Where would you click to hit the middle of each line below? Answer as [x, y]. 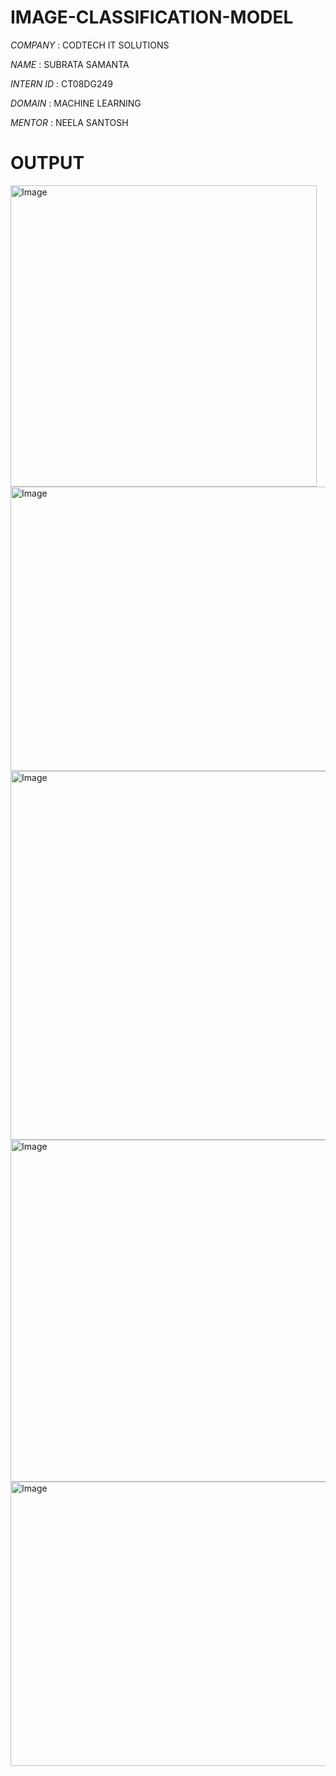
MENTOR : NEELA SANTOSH [69, 122]
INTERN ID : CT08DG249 [61, 83]
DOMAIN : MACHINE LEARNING [76, 103]
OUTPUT [47, 163]
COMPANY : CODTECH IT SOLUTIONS [90, 45]
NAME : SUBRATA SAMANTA [70, 64]
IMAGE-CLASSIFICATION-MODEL [152, 17]
